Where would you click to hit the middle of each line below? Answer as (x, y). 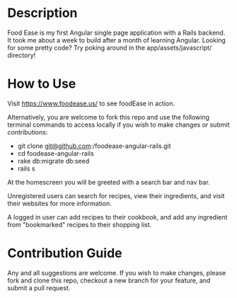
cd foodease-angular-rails (56, 153)
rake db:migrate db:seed (53, 161)
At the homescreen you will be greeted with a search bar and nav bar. (109, 182)
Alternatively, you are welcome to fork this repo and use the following (109, 117)
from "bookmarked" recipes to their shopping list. (80, 224)
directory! (22, 55)
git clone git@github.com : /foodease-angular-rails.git (94, 146)
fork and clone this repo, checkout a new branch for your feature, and (109, 280)
